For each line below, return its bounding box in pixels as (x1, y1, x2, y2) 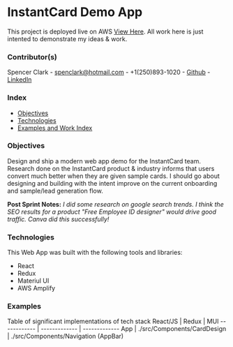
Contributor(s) (7, 52, 57, 61)
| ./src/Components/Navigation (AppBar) (7, 332, 124, 341)
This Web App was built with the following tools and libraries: (7, 249, 183, 257)
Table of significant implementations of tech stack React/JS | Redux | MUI (7, 317, 219, 325)
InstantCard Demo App (7, 4, 143, 20)
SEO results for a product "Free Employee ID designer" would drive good (7, 207, 217, 216)
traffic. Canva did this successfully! (7, 214, 110, 223)
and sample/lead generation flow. (7, 186, 103, 195)
